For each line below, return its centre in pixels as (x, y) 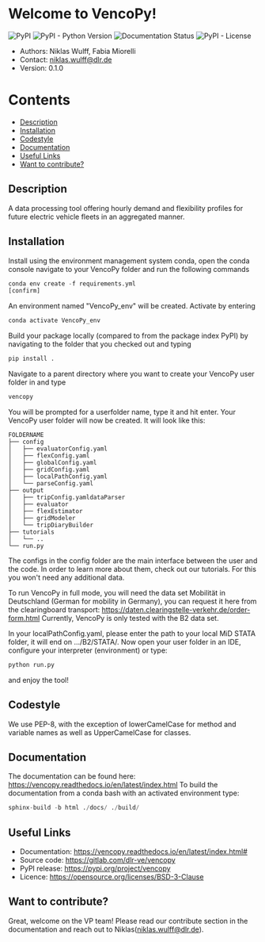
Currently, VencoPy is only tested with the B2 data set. (130, 618)
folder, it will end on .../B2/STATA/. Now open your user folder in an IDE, (125, 641)
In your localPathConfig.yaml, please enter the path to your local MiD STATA (132, 633)
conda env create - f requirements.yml (72, 283)
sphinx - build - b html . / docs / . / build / (74, 808)
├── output (26, 490)
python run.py (32, 664)
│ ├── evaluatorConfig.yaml (58, 449)
